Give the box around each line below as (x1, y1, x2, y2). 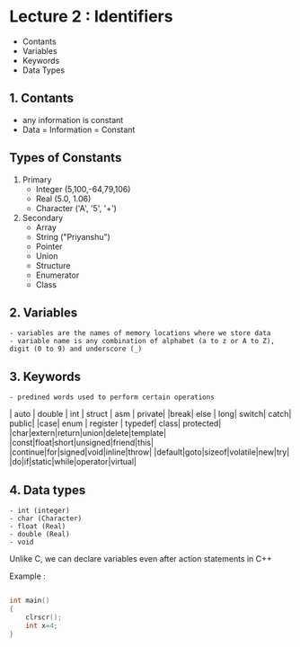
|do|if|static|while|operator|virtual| (9, 456, 137, 467)
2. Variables (9, 305, 78, 320)
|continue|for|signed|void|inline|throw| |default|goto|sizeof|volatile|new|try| (9, 447, 290, 457)
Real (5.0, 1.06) (35, 193, 92, 204)
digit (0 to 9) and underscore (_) (9, 344, 143, 354)
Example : (9, 571, 47, 581)
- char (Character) (9, 514, 83, 523)
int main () (9, 596, 50, 605)
